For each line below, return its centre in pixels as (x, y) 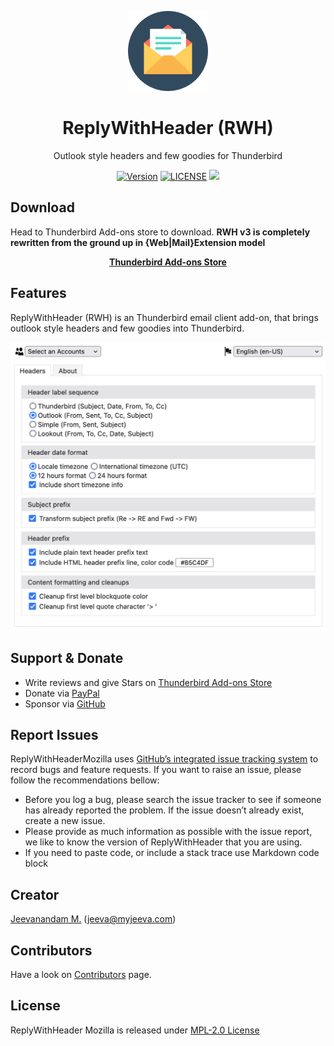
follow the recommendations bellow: (85, 780)
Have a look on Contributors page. (81, 974)
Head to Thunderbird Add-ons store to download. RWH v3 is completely (160, 232)
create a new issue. (65, 821)
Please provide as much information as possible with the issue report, (168, 832)
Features (38, 293)
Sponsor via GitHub (65, 703)
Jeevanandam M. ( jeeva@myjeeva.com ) (93, 919)
